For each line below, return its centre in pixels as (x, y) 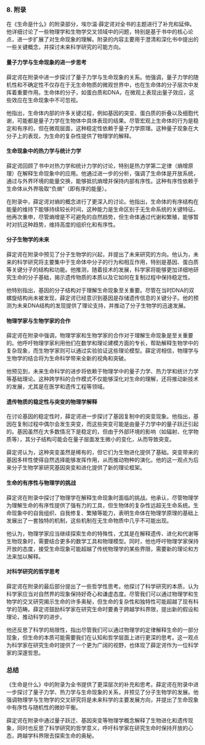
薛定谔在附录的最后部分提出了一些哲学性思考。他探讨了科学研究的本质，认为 (103, 586)
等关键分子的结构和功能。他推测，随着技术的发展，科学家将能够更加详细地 (100, 270)
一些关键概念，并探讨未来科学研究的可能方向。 (65, 47)
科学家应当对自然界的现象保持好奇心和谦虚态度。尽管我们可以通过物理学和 (100, 593)
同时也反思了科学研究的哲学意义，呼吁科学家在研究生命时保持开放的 (102, 728)
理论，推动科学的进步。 (36, 617)
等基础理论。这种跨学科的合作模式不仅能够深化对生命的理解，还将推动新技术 (103, 379)
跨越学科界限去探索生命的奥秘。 (57, 736)
